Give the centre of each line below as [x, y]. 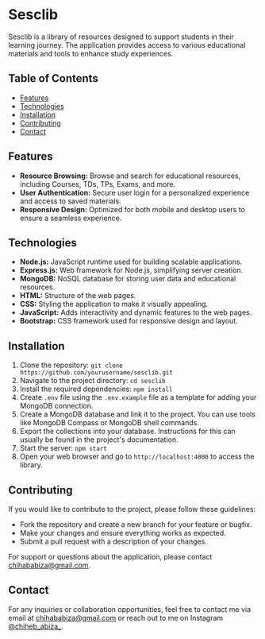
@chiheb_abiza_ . [36, 626]
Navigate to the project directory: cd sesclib [92, 381]
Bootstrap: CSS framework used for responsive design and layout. [129, 321]
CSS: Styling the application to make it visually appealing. [114, 304]
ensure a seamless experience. [71, 218]
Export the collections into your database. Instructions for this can [127, 432]
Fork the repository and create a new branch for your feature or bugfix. [136, 525]
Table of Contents [54, 78]
